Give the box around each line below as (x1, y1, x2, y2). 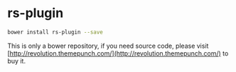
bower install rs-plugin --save (7, 29, 103, 36)
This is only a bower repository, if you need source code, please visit (7, 41, 209, 50)
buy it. (7, 56, 26, 65)
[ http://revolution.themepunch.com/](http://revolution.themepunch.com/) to (7, 48, 229, 58)
